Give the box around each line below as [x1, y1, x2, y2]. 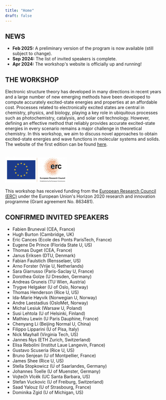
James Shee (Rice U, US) [12, 358, 64, 364]
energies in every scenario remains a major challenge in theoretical [5, 125, 142, 131]
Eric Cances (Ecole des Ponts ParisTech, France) [12, 237, 112, 243]
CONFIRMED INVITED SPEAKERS [5, 213, 109, 222]
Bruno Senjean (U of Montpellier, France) [12, 352, 96, 359]
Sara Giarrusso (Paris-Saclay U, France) [12, 268, 94, 275]
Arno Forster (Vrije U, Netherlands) [12, 263, 84, 269]
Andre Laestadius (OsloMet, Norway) [12, 300, 88, 306]
